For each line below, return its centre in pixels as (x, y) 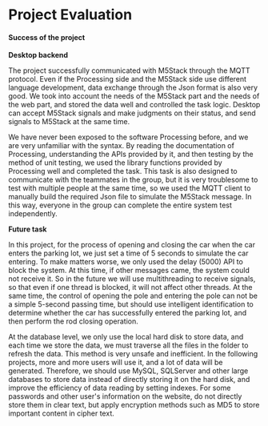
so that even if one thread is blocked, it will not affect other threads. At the (130, 287)
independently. (33, 214)
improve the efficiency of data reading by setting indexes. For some (120, 388)
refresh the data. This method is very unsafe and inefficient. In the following (133, 354)
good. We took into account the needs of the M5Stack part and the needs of (134, 96)
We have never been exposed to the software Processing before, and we (128, 137)
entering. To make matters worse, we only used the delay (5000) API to (126, 262)
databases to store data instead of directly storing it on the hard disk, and (129, 380)
